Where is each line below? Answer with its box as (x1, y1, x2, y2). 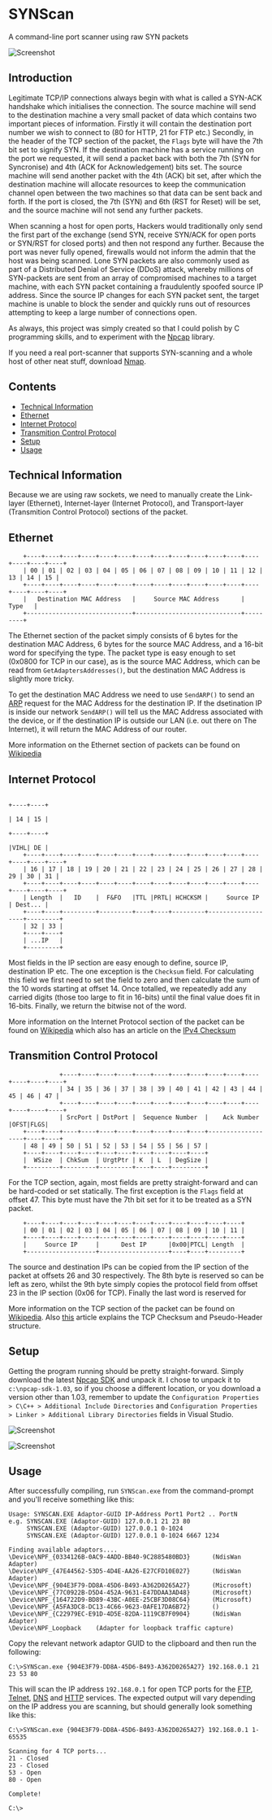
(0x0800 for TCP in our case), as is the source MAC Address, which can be (8, 657, 261, 667)
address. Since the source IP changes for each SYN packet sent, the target (8, 290, 260, 300)
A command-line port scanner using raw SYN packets (8, 32, 189, 42)
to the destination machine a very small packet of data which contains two (8, 110, 257, 120)
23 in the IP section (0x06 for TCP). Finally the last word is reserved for (8, 1288, 247, 1297)
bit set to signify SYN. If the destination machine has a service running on (8, 144, 254, 155)
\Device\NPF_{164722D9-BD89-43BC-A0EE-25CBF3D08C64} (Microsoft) (8, 1596, 253, 1604)
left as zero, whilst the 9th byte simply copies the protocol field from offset (8, 1279, 258, 1288)
